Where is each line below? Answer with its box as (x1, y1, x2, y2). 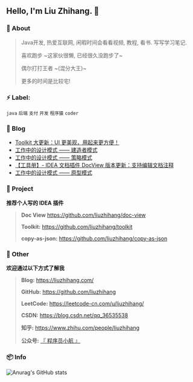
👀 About (6, 24, 31, 33)
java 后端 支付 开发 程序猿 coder (6, 110, 79, 116)
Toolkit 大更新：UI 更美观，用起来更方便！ (14, 139, 119, 146)
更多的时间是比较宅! (21, 77, 71, 85)
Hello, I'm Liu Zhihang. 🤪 (6, 6, 100, 16)
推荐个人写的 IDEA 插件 (6, 199, 64, 206)
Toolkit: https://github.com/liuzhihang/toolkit (21, 223, 133, 230)
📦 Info (6, 352, 27, 361)
